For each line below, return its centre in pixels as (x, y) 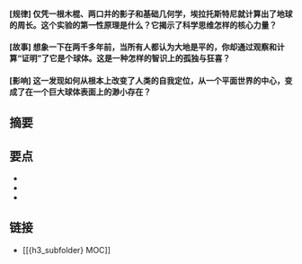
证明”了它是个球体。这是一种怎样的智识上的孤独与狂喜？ (126, 58)
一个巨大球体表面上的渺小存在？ (92, 92)
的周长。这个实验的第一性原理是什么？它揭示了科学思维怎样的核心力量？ (143, 25)
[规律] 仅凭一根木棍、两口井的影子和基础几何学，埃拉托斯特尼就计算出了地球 (151, 13)
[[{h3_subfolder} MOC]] (66, 250)
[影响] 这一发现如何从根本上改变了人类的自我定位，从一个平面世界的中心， (147, 80)
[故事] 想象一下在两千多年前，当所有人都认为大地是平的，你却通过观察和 (143, 47)
